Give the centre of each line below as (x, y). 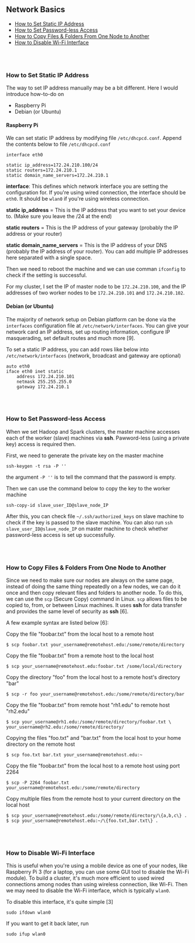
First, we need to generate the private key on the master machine (85, 455)
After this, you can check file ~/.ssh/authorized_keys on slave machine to (95, 516)
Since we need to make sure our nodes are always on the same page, (90, 580)
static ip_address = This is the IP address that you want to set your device (96, 210)
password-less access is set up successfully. (61, 534)
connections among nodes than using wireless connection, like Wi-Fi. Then (97, 884)
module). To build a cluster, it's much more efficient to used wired (85, 878)
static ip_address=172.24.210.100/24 (52, 165)
